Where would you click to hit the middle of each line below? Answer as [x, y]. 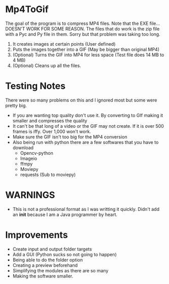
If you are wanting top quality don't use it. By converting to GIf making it [88, 115]
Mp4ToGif [27, 9]
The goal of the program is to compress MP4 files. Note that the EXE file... [83, 23]
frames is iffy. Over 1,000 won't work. [52, 131]
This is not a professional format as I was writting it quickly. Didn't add [86, 209]
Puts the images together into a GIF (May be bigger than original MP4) [86, 49]
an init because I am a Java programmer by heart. [65, 215]
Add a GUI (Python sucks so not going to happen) [64, 254]
